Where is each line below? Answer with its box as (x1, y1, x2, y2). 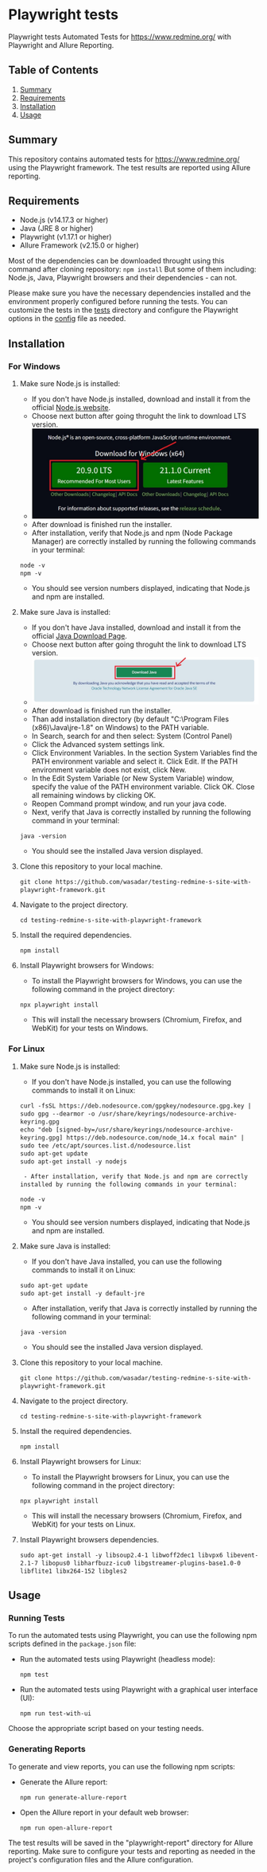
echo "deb (19, 1125, 53, 1134)
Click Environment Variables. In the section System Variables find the (31, 748, 258, 758)
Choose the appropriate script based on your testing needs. (8, 1724, 204, 1733)
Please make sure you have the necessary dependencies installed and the (8, 288, 252, 298)
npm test (19, 1671, 49, 1679)
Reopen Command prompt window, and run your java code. (31, 799, 226, 809)
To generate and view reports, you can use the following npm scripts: (8, 1761, 236, 1771)
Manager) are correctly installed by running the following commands (31, 537, 257, 546)
